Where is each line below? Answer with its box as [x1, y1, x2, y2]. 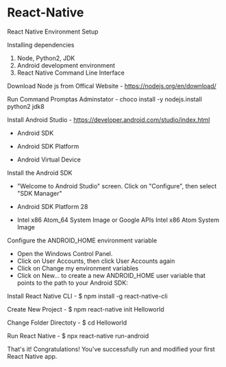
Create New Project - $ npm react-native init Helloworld [7, 305, 164, 313]
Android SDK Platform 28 [16, 202, 88, 210]
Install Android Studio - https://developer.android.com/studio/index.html [7, 115, 210, 124]
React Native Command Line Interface [16, 68, 125, 77]
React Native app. [7, 352, 58, 360]
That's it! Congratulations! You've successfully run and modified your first [7, 344, 216, 353]
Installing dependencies [7, 40, 75, 49]
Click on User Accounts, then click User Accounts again [16, 257, 175, 265]
